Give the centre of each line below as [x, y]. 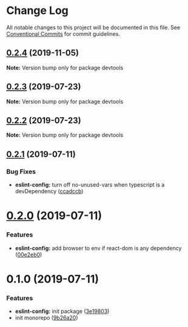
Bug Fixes [21, 171]
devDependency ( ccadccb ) [49, 191]
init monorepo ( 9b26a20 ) [46, 318]
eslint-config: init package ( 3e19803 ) [62, 311]
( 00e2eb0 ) [29, 254]
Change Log [37, 11]
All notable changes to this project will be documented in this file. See [93, 27]
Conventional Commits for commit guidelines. [63, 33]
